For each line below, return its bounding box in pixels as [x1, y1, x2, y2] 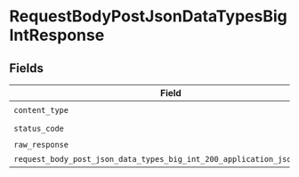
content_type [13, 105, 69, 115]
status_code [13, 123, 65, 133]
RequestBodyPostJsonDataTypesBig [9, 6, 287, 27]
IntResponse [9, 25, 105, 45]
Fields [9, 60, 44, 76]
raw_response [13, 140, 69, 149]
